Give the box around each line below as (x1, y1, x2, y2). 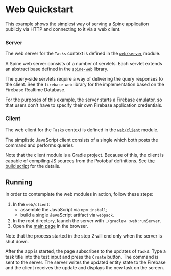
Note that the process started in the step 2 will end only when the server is (5, 233, 162, 239)
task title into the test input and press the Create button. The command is (5, 254, 159, 260)
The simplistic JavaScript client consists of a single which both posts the (5, 136, 158, 143)
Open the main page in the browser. (12, 223, 88, 229)
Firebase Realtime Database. (5, 87, 66, 93)
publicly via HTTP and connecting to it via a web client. (5, 26, 121, 32)
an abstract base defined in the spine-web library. (5, 66, 109, 72)
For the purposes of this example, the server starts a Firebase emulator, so (5, 96, 162, 103)
